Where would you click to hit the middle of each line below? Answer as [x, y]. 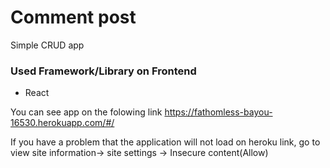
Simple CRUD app [47, 45]
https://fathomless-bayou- [218, 112]
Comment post [73, 17]
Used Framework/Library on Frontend [103, 71]
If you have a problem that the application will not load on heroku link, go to [165, 142]
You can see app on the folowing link [86, 112]
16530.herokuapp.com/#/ [62, 123]
